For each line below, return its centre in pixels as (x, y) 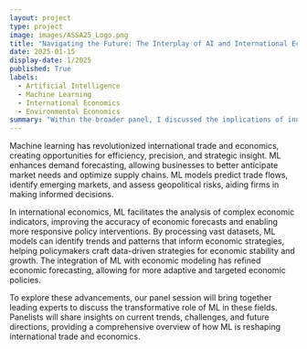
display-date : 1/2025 (51, 60)
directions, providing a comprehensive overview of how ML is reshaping (145, 327)
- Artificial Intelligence (69, 86)
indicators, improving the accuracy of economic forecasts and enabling (144, 222)
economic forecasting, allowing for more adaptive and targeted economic (148, 270)
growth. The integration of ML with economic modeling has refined (135, 260)
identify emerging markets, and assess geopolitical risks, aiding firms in (144, 185)
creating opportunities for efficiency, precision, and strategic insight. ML (145, 155)
